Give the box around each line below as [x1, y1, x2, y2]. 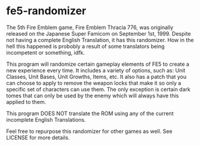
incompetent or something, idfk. [6, 49, 85, 56]
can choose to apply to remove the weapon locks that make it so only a [6, 79, 181, 87]
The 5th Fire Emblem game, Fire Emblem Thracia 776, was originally [6, 24, 174, 31]
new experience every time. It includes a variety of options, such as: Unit [6, 66, 186, 74]
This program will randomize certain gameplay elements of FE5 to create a [6, 61, 190, 68]
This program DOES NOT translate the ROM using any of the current [6, 110, 174, 117]
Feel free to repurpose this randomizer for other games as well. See [6, 128, 173, 135]
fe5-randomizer [6, 4, 87, 18]
